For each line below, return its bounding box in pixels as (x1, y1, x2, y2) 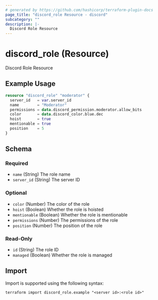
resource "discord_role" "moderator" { (5, 93, 90, 98)
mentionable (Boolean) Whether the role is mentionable (12, 211, 128, 218)
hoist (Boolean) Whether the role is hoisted (12, 206, 104, 212)
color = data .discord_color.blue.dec (10, 112, 103, 117)
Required (5, 160, 28, 167)
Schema (5, 145, 32, 154)
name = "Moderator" (10, 102, 67, 107)
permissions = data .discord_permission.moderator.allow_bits (10, 107, 142, 112)
